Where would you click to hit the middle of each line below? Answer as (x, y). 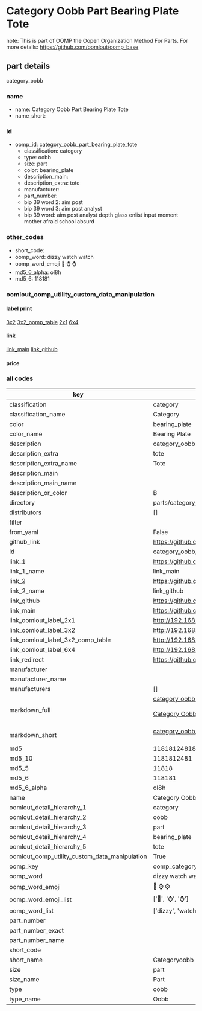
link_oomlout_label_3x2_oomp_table (60, 640)
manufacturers (30, 689)
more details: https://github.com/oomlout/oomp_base (72, 47)
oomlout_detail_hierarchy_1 (48, 807)
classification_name (37, 414)
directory (22, 502)
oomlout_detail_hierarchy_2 (48, 817)
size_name (24, 979)
